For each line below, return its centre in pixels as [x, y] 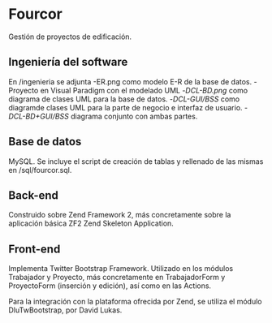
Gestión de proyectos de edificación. [70, 37]
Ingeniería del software [68, 62]
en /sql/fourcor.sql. [40, 170]
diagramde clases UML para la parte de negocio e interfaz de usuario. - [128, 107]
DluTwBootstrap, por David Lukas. [65, 310]
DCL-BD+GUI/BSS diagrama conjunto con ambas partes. [103, 116]
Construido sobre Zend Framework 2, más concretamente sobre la [120, 215]
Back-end [34, 195]
